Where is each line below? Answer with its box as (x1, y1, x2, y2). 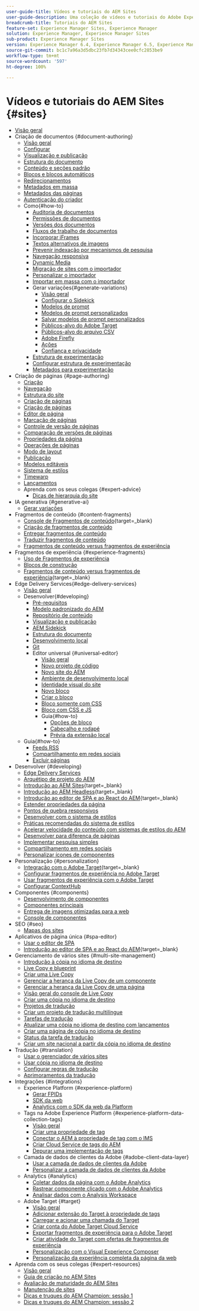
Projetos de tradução (23, 1003, 75, 1010)
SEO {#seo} (14, 920, 44, 928)
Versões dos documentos (32, 221, 95, 228)
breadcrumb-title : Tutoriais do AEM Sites (6, 20, 113, 25)
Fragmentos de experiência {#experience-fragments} (14, 549, 146, 556)
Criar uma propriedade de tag (32, 1128, 105, 1135)
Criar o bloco (41, 694, 73, 701)
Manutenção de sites (23, 1286, 75, 1293)
